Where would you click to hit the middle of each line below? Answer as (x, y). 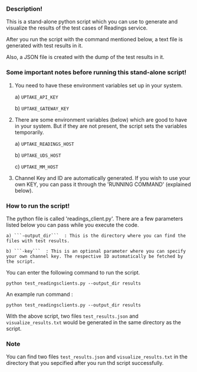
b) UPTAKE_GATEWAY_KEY (42, 108)
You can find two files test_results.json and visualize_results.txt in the (97, 357)
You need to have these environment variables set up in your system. (98, 85)
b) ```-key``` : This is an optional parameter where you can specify (96, 251)
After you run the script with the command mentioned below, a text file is (94, 40)
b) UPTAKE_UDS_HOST (38, 155)
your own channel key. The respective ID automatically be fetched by (95, 256)
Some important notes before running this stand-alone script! (96, 73)
